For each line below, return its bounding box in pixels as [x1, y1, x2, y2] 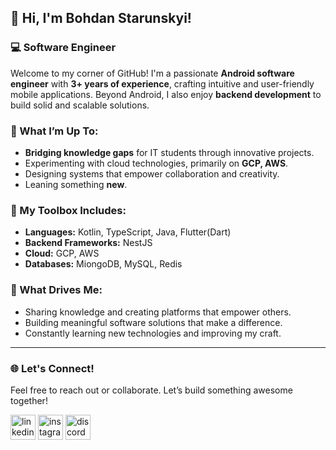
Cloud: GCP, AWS [24, 247, 100, 260]
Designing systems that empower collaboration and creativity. [24, 167, 280, 180]
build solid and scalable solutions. [10, 99, 150, 111]
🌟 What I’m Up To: [10, 124, 99, 138]
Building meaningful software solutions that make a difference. [24, 316, 283, 328]
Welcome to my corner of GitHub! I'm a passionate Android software [10, 67, 295, 79]
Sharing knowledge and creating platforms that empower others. [24, 306, 292, 318]
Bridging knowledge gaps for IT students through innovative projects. [24, 146, 315, 158]
